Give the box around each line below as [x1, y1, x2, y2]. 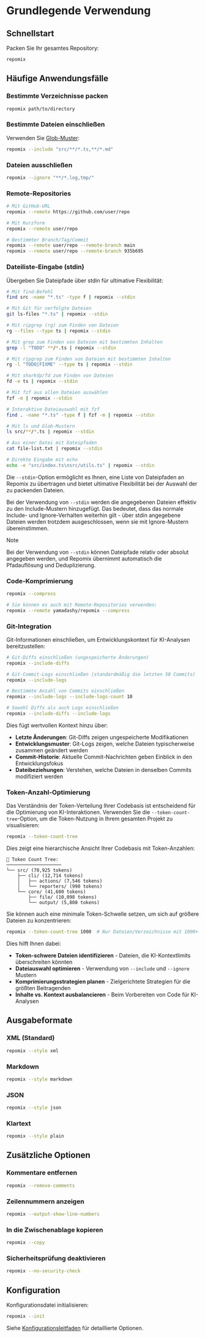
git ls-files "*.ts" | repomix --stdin [6, 311, 108, 317]
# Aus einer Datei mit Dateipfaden [6, 440, 97, 446]
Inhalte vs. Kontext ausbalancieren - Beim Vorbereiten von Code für [15, 991, 190, 999]
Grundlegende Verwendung [6, 4, 151, 18]
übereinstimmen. [6, 524, 49, 532]
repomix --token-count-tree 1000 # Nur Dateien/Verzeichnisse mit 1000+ [6, 929, 199, 935]
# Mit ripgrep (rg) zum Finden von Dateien [6, 322, 119, 328]
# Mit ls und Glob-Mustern [6, 423, 75, 429]
